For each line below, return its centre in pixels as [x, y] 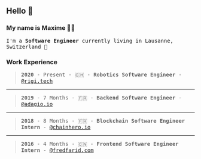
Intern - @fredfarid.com [57, 150]
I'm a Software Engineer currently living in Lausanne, [90, 40]
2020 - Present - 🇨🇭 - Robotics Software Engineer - [101, 74]
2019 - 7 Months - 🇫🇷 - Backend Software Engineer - [101, 98]
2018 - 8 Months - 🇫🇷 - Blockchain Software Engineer [103, 121]
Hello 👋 [20, 11]
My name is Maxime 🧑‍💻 [41, 28]
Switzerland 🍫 [27, 46]
